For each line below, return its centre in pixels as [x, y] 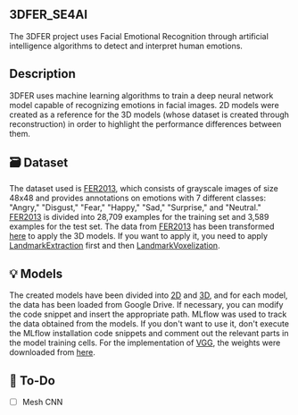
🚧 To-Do [32, 381]
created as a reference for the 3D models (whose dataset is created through [149, 114]
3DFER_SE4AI [48, 15]
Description [42, 74]
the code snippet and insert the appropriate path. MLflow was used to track [148, 314]
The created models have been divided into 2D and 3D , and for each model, [149, 295]
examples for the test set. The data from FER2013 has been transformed [142, 226]
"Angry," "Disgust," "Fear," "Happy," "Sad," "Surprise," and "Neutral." [135, 207]
